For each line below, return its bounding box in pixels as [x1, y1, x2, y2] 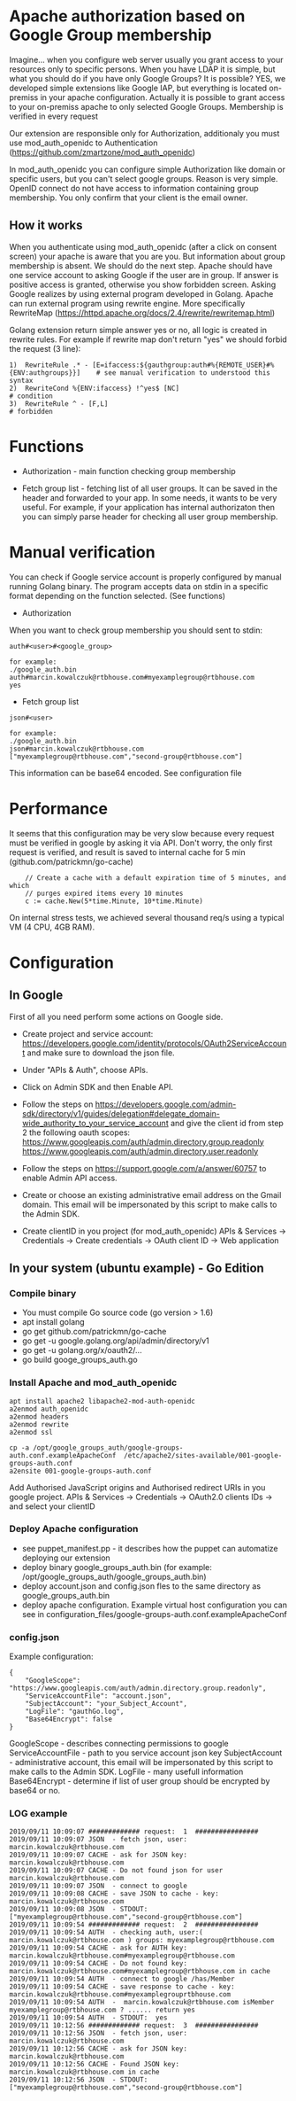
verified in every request [9, 111, 99, 121]
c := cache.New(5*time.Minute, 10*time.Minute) [25, 897, 203, 906]
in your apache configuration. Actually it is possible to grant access [40, 91, 285, 103]
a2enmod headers [9, 1412, 69, 1421]
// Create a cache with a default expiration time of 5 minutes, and [25, 873, 287, 883]
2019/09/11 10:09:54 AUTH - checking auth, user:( [9, 1928, 203, 1937]
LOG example [9, 1808, 68, 1820]
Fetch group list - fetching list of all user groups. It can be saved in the [21, 483, 278, 494]
